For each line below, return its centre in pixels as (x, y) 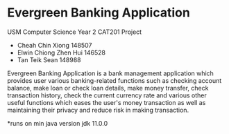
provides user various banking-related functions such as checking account (114, 80)
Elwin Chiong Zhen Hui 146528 (61, 52)
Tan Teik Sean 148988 (49, 59)
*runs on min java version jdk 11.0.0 (58, 123)
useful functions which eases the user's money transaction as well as (107, 102)
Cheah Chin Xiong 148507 (54, 45)
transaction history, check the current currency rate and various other (107, 95)
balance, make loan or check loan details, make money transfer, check (108, 88)
